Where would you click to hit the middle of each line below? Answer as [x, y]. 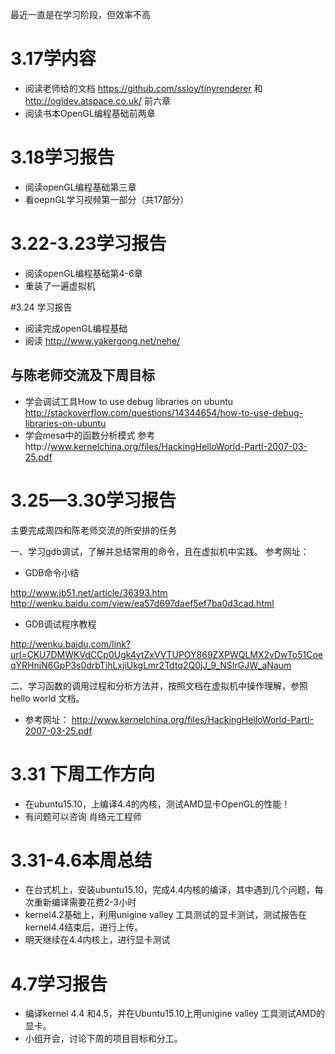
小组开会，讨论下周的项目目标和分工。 [103, 1039]
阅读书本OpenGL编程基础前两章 [90, 113]
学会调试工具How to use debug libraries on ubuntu [129, 401]
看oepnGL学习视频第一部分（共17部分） [107, 199]
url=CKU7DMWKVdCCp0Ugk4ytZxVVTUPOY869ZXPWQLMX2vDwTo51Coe [166, 654]
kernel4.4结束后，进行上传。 [84, 927]
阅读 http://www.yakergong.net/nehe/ [102, 340]
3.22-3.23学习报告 [88, 244]
